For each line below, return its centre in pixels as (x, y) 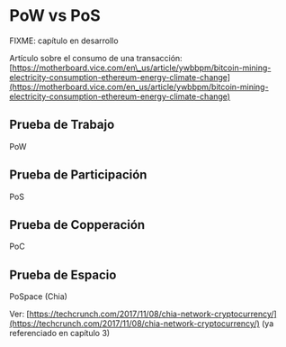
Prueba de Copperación (77, 225)
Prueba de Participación (78, 175)
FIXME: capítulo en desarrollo (64, 41)
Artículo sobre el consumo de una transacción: (96, 58)
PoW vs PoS (55, 16)
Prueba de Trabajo (62, 125)
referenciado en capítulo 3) (60, 333)
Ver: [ (19, 314)
